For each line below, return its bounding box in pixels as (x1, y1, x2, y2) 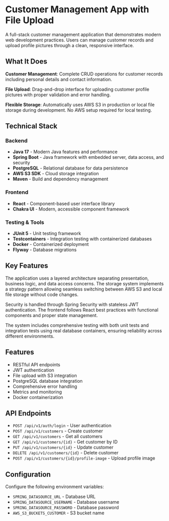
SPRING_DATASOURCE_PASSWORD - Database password (12, 505, 119, 511)
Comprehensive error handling (12, 383, 78, 389)
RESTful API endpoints (12, 361, 60, 367)
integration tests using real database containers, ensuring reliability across (5, 327, 162, 334)
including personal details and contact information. (5, 76, 112, 82)
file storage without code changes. (5, 291, 79, 298)
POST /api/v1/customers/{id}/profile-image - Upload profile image (12, 455, 156, 462)
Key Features (5, 261, 49, 270)
